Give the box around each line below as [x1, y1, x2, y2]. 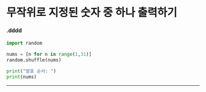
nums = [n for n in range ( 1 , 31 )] [6, 52, 92, 58]
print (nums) [6, 74, 37, 80]
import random [6, 40, 43, 47]
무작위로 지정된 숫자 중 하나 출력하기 [6, 6, 178, 20]
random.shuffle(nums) [6, 57, 62, 63]
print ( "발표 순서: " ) [6, 68, 56, 74]
